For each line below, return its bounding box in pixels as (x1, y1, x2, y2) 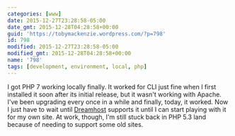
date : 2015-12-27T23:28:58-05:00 (7, 17, 106, 24)
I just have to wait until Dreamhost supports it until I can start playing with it (7, 105, 227, 113)
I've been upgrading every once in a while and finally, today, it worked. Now (7, 97, 229, 106)
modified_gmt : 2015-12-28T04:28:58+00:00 (7, 50, 132, 57)
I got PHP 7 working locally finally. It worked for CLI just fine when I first (7, 82, 217, 91)
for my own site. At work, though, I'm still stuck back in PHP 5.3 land (7, 113, 207, 121)
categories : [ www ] (7, 10, 62, 18)
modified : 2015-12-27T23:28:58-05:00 (7, 43, 119, 50)
